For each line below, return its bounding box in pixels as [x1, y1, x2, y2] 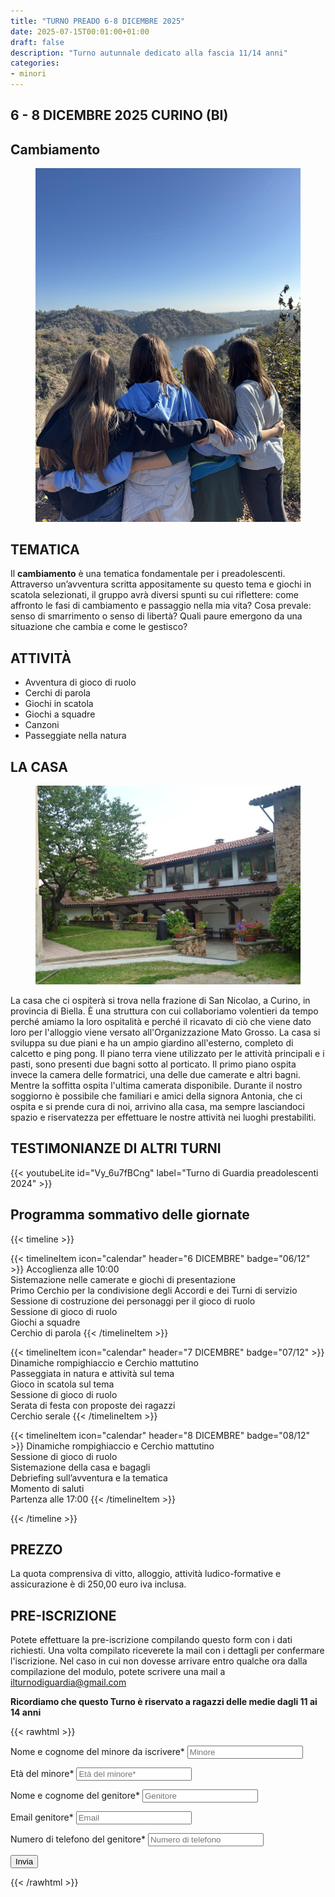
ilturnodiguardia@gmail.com [10, 1676, 127, 1689]
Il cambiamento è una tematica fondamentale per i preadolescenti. [10, 568, 286, 580]
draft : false [10, 37, 65, 47]
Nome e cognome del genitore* [10, 1790, 140, 1802]
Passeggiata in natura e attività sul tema [10, 1367, 175, 1379]
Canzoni [24, 719, 60, 731]
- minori [10, 69, 47, 79]
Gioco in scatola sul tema [10, 1378, 115, 1390]
